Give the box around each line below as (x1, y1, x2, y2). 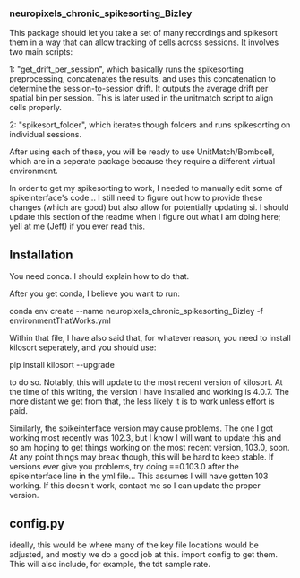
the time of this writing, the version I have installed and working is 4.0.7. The (9, 387, 289, 398)
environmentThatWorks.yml (9, 315, 112, 326)
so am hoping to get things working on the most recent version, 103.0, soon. (9, 442, 290, 453)
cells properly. (9, 102, 63, 113)
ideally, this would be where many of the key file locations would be (9, 539, 260, 550)
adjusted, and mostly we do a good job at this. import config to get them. (9, 548, 279, 559)
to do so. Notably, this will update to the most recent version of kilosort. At (9, 377, 284, 388)
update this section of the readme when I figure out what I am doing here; (9, 212, 281, 223)
